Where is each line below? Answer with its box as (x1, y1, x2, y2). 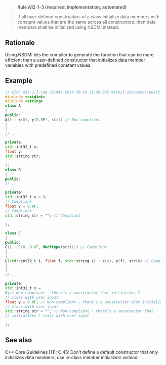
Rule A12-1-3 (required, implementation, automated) (17, 4, 127, 10)
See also (5, 336, 32, 344)
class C (5, 231, 21, 236)
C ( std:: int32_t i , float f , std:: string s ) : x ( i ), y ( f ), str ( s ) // (5, 258, 149, 264)
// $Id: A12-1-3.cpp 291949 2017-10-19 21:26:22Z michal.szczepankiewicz (5, 90, 161, 94)
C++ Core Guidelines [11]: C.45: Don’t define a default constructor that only (5, 349, 158, 355)
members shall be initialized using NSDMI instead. (17, 24, 120, 30)
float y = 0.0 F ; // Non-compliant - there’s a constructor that (5, 299, 140, 305)
